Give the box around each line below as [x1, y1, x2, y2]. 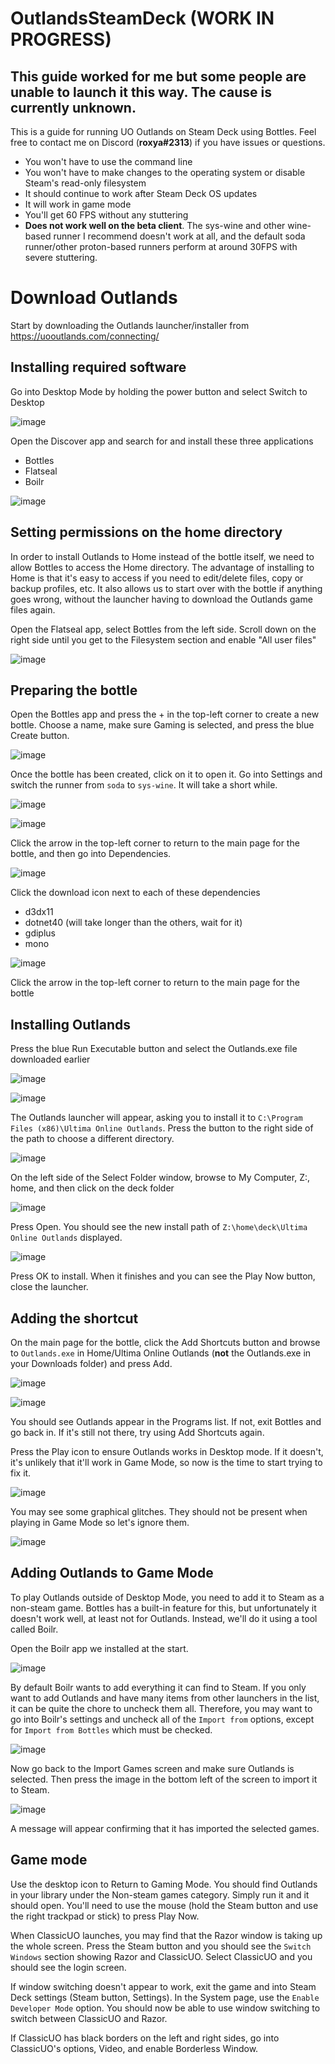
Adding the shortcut [10, 1310, 139, 1327]
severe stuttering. [24, 252, 98, 263]
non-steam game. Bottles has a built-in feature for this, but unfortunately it [10, 1602, 317, 1614]
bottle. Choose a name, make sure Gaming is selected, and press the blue [10, 719, 315, 731]
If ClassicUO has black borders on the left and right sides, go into [10, 2032, 280, 2044]
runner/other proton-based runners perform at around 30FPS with [24, 241, 298, 252]
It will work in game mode [24, 198, 132, 210]
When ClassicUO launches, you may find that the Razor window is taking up [10, 1929, 323, 1941]
